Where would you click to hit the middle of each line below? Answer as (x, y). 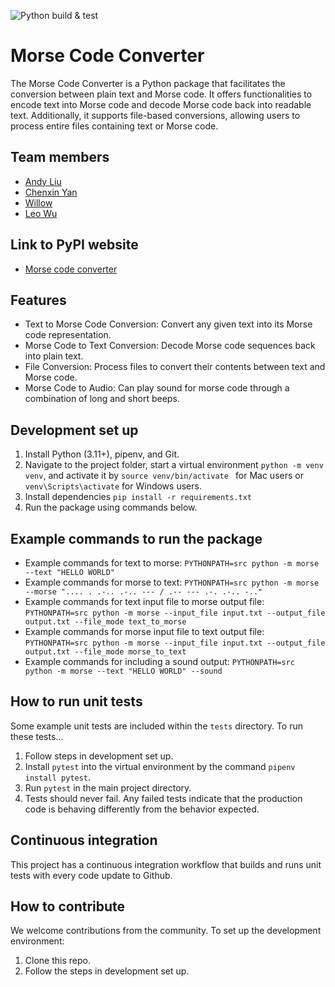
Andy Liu (43, 181)
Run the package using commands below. (111, 507)
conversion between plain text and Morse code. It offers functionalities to (161, 94)
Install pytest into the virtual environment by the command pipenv (160, 766)
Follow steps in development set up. (99, 756)
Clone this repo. (57, 961)
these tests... (37, 736)
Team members (60, 157)
